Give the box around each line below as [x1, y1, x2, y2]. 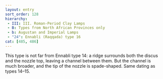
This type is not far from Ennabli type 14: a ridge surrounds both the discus [5, 53, 159, 58]
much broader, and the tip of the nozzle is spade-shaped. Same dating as [5, 63, 156, 69]
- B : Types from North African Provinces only [7, 26, 106, 30]
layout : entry [5, 7, 35, 12]
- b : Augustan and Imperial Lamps [7, 30, 79, 35]
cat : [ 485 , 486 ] [5, 39, 39, 44]
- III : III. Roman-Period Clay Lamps [7, 21, 85, 26]
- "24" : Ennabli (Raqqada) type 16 [7, 35, 81, 40]
